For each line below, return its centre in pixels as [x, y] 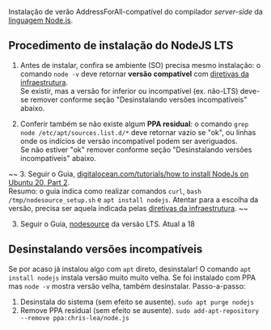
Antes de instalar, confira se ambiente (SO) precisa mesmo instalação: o [140, 65]
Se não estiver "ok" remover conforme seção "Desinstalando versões [136, 150]
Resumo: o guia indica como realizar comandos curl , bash [105, 191]
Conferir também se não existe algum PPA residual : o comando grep [134, 124]
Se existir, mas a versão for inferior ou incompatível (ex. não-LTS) [129, 91]
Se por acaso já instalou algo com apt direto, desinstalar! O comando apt [130, 269]
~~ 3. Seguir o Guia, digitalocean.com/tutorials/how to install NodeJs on [129, 174]
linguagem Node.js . [41, 20]
